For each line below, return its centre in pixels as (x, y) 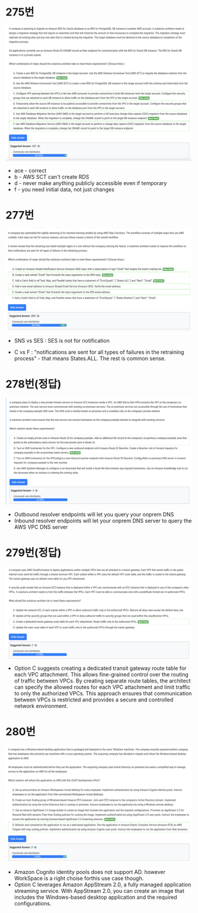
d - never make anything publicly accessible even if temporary (90, 183)
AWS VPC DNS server (41, 527)
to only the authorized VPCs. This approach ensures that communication (103, 693)
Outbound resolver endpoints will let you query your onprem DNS (94, 515)
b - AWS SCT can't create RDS (52, 177)
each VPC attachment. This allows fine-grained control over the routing (101, 674)
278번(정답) (33, 384)
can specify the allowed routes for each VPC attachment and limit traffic (102, 687)
